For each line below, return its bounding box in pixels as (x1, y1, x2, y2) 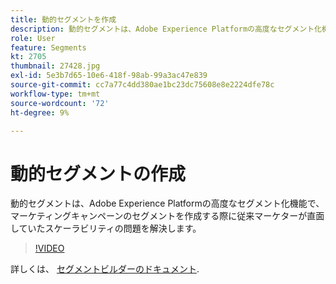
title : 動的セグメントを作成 (10, 14, 117, 25)
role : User (10, 33, 56, 43)
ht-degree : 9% (10, 107, 70, 118)
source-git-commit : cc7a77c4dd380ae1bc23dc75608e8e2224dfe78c (10, 80, 275, 90)
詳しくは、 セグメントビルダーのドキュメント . (10, 263, 200, 275)
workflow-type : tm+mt (10, 89, 101, 99)
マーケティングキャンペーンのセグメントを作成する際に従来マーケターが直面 (10, 210, 325, 222)
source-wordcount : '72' (10, 98, 110, 108)
